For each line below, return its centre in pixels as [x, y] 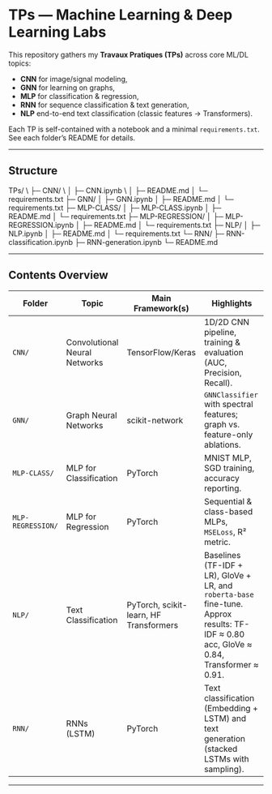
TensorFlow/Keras [161, 352]
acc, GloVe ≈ [228, 644]
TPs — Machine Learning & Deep [121, 15]
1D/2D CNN [226, 322]
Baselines [222, 555]
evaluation [224, 352]
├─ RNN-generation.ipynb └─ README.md [146, 242]
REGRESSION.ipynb [41, 225]
